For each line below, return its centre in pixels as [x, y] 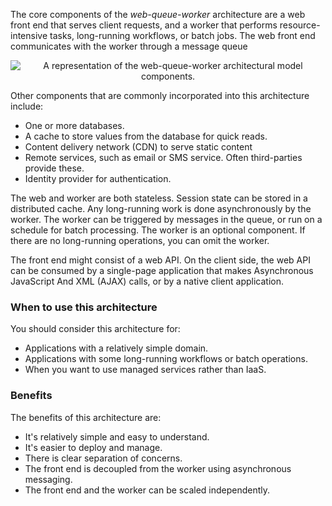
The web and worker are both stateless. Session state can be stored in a [159, 198]
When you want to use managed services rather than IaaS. [145, 370]
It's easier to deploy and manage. [93, 447]
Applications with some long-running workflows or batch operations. [166, 359]
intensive [29, 35]
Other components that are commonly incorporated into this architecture [160, 95]
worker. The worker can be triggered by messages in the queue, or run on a [166, 219]
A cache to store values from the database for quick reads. [146, 136]
